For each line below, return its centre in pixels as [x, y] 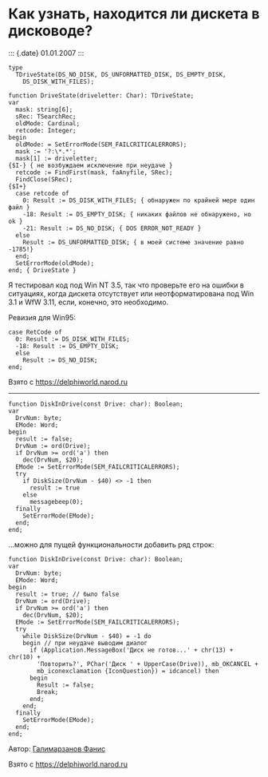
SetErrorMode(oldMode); [55, 263]
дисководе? [51, 31]
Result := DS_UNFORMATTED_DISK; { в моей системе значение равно [134, 242]
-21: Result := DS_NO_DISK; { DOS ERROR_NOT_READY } [112, 228]
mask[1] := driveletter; [57, 158]
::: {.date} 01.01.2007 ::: [46, 53]
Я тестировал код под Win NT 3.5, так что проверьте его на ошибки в [126, 285]
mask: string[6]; [44, 109]
